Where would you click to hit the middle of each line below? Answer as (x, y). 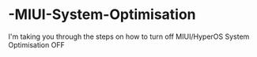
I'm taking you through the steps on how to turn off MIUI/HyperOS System (129, 36)
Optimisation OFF (36, 44)
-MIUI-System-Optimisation (102, 15)
